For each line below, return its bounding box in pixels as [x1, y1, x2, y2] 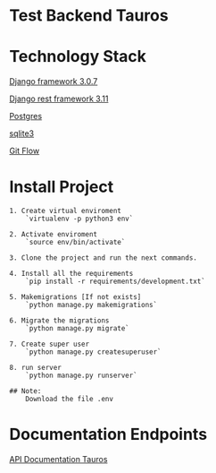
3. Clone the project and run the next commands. [9, 254, 198, 262]
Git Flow [9, 145, 40, 157]
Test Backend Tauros [9, 5, 169, 26]
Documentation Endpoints [9, 425, 208, 444]
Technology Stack [9, 47, 147, 67]
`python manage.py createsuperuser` [25, 348, 162, 357]
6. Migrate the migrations [9, 316, 110, 325]
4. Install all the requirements [9, 270, 134, 279]
